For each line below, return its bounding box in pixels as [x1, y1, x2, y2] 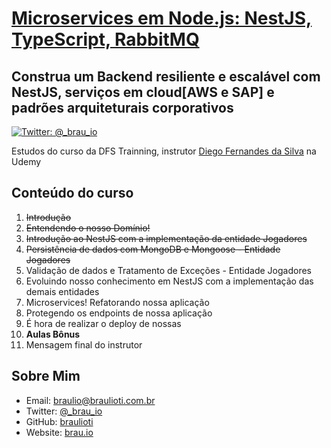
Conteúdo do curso [11, 185, 134, 202]
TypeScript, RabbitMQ [11, 28, 200, 51]
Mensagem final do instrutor [25, 338, 143, 351]
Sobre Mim [11, 368, 81, 385]
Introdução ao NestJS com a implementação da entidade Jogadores [25, 232, 308, 244]
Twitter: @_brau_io [25, 405, 103, 417]
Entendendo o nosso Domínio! [25, 222, 151, 234]
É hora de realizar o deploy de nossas [25, 317, 182, 329]
